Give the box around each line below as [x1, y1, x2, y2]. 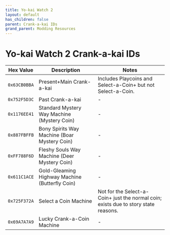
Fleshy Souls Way [38, 146, 81, 153]
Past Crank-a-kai [38, 96, 81, 103]
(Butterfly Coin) [38, 180, 76, 187]
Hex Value [8, 66, 34, 74]
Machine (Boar [38, 131, 74, 139]
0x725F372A [8, 198, 34, 204]
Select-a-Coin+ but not [98, 82, 155, 89]
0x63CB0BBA [8, 82, 34, 88]
